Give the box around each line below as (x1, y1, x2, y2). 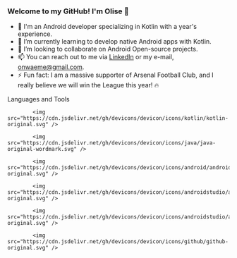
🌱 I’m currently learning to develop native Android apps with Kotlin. (17, 37, 212, 46)
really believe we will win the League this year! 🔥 (17, 81, 159, 90)
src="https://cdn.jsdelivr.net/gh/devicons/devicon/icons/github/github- (7, 238, 229, 245)
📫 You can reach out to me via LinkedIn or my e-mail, (17, 53, 174, 61)
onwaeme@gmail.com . (17, 63, 85, 71)
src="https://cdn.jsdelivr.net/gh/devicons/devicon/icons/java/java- (7, 140, 217, 147)
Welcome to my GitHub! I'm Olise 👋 (7, 6, 129, 16)
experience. (17, 30, 53, 38)
